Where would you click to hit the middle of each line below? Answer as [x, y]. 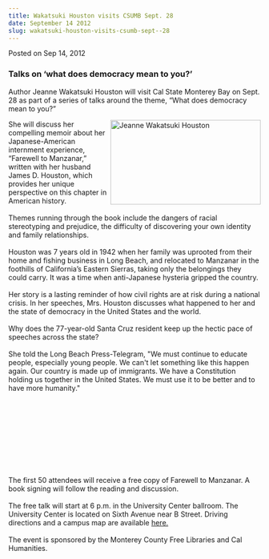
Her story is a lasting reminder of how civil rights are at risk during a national [134, 294]
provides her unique [41, 183]
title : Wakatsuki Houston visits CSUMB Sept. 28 [91, 16]
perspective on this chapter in [58, 192]
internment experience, [47, 150]
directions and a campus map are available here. [88, 522]
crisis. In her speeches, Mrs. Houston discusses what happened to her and [132, 303]
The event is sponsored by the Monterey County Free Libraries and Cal [125, 539]
